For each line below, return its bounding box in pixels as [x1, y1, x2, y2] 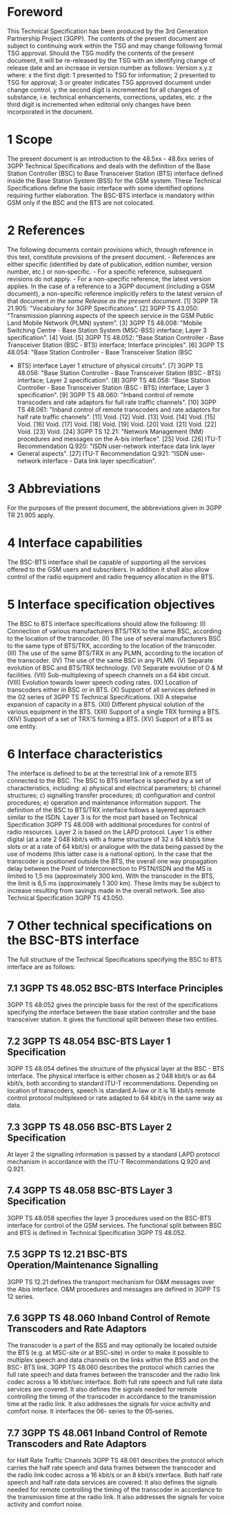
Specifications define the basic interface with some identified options [7, 183, 205, 192]
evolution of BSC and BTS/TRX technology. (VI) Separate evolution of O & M [7, 663, 223, 672]
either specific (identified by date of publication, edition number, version [7, 260, 212, 268]
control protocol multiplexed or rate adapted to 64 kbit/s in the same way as [7, 1094, 223, 1102]
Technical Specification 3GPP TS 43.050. [7, 894, 125, 902]
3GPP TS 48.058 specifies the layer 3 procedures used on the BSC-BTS [7, 1214, 212, 1222]
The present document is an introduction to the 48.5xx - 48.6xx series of [7, 154, 214, 163]
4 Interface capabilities [7, 535, 143, 550]
